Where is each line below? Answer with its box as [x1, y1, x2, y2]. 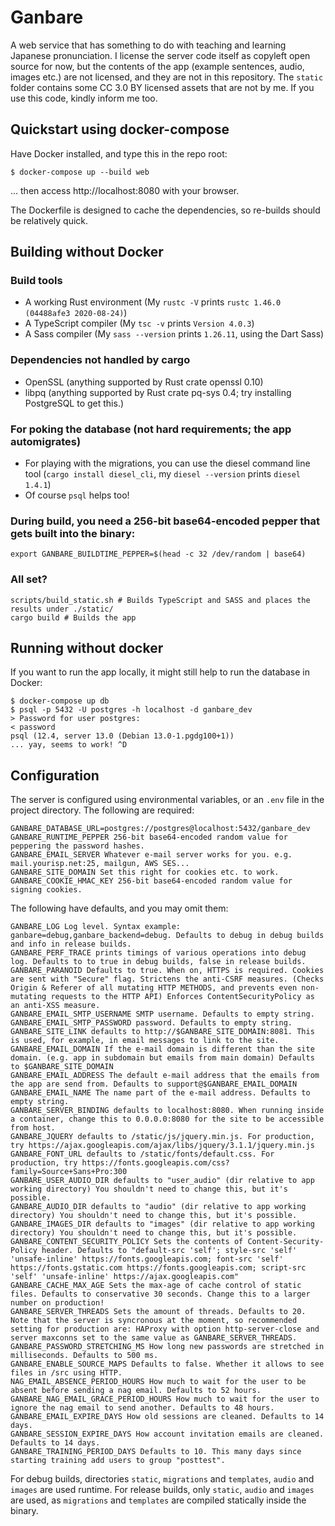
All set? [10, 572, 48, 586]
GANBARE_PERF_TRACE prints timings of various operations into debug [10, 948, 307, 958]
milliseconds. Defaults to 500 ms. [10, 1351, 159, 1361]
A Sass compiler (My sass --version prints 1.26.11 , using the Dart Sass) [24, 328, 325, 340]
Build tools [10, 274, 63, 288]
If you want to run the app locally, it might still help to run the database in [10, 666, 311, 678]
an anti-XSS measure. [10, 1001, 101, 1011]
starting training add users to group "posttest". [10, 1456, 226, 1466]
